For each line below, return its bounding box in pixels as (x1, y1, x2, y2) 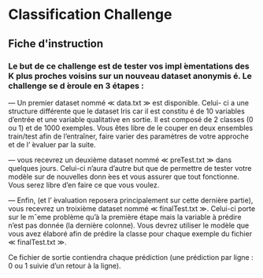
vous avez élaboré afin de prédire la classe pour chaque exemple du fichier (8, 228, 253, 238)
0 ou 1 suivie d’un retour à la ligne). (8, 261, 121, 270)
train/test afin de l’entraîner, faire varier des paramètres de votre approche (8, 132, 250, 141)
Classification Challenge (8, 6, 172, 24)
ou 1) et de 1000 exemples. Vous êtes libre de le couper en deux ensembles (8, 123, 254, 132)
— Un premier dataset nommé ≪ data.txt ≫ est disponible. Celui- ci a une (8, 98, 250, 107)
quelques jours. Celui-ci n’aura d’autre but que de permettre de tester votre (8, 163, 252, 172)
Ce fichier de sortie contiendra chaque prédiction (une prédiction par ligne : (8, 252, 254, 261)
